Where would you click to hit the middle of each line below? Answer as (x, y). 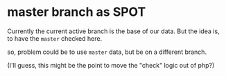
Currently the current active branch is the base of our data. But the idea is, (113, 31)
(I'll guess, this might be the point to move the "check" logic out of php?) (111, 65)
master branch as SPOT (77, 12)
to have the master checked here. (55, 38)
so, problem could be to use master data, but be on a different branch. (107, 52)
